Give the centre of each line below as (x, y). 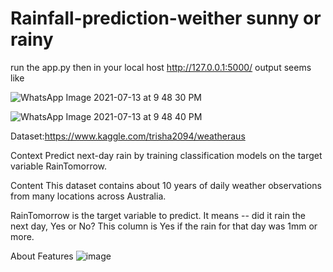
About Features (42, 256)
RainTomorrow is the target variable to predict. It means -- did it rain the (158, 215)
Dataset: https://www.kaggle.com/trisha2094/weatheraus (128, 136)
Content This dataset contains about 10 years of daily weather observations (166, 185)
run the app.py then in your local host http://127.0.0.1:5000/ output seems (161, 67)
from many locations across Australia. (88, 196)
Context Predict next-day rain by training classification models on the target (166, 155)
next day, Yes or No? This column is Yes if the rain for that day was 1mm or (164, 226)
